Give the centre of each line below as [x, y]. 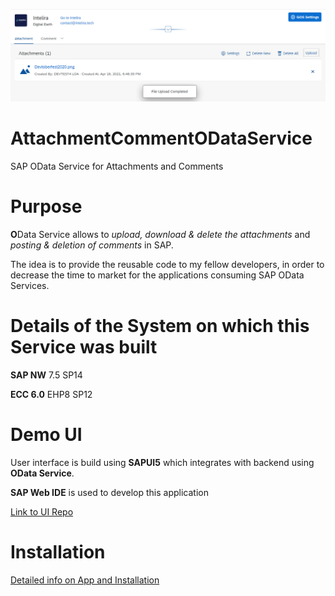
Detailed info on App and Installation [85, 580]
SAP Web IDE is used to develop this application [109, 492]
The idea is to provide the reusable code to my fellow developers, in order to [167, 265]
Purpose [46, 206]
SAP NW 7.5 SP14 [46, 375]
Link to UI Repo [42, 511]
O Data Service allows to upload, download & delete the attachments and [160, 235]
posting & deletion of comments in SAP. [92, 245]
